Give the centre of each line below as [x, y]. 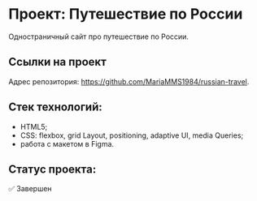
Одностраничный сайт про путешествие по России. [99, 36]
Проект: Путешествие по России [126, 14]
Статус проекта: [52, 169]
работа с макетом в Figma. [67, 143]
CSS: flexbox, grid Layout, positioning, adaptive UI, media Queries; [132, 135]
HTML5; [34, 126]
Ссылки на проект [58, 62]
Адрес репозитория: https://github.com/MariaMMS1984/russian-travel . [129, 81]
